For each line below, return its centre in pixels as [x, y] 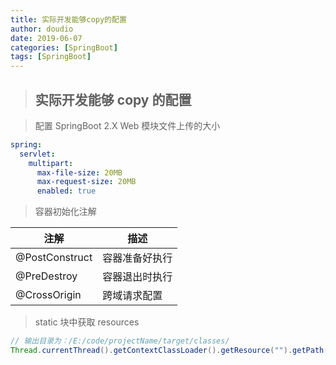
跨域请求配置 [132, 296]
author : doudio [42, 29]
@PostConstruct [54, 258]
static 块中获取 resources [87, 322]
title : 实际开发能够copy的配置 [68, 19]
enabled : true [66, 191]
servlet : [37, 154]
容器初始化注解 [65, 212]
